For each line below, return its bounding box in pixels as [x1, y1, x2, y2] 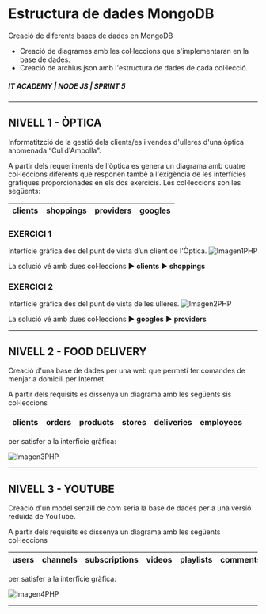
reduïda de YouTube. [8, 511, 76, 521]
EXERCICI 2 [8, 281, 54, 292]
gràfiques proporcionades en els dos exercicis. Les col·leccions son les [8, 177, 241, 187]
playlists [180, 554, 213, 565]
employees [199, 417, 243, 428]
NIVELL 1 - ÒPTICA [8, 116, 102, 130]
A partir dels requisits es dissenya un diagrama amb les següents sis [8, 389, 232, 400]
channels [41, 554, 78, 565]
